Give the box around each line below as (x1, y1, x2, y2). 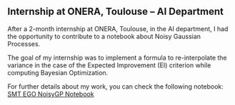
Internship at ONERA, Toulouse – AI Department (7, 6, 224, 18)
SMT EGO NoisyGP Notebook (7, 89, 94, 98)
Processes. (7, 39, 41, 48)
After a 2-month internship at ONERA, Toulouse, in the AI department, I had (7, 24, 229, 33)
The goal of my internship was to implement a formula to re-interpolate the (7, 53, 227, 62)
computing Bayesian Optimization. (7, 68, 109, 77)
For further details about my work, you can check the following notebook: (7, 82, 224, 91)
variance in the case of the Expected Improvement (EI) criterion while (7, 60, 211, 70)
